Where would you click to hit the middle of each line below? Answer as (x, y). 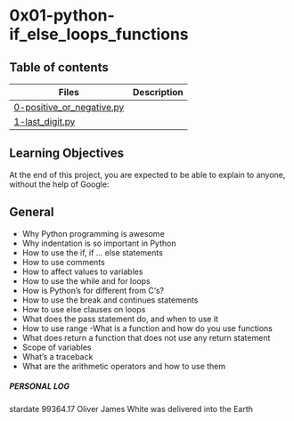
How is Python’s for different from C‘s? (93, 290)
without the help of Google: (59, 184)
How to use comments (63, 262)
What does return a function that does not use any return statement (146, 337)
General (32, 212)
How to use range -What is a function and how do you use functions (147, 328)
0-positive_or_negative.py (69, 107)
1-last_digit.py (45, 121)
